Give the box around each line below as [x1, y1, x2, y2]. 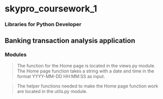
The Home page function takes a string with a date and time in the [17, 68, 154, 74]
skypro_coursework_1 [5, 3, 98, 14]
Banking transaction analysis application [5, 36, 135, 45]
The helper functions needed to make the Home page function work [17, 83, 158, 89]
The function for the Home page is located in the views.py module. [17, 62, 155, 68]
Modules [5, 51, 27, 58]
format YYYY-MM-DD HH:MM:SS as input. [17, 73, 105, 79]
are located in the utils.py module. [17, 88, 88, 94]
